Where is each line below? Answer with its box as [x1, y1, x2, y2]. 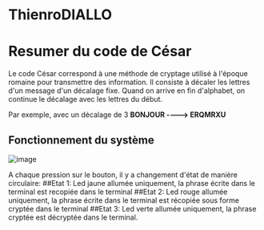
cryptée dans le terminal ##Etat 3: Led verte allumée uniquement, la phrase [8, 204, 257, 213]
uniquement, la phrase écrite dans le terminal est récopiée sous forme [8, 195, 240, 205]
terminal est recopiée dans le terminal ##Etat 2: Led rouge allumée [8, 187, 228, 196]
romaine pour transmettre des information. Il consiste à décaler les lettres [8, 78, 250, 87]
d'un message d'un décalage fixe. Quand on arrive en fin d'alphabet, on [8, 86, 246, 95]
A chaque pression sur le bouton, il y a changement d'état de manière [8, 170, 238, 180]
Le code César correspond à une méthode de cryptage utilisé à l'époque [8, 69, 248, 79]
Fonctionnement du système [8, 133, 154, 147]
